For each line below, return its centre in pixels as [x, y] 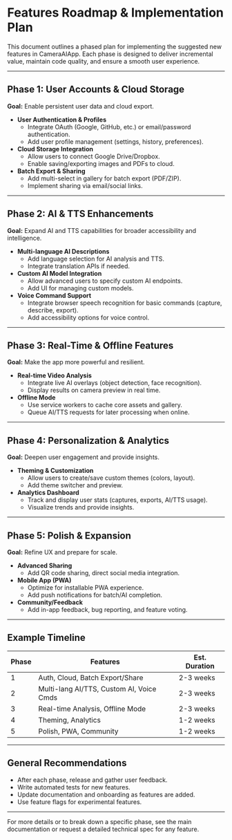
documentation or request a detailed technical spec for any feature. [103, 829]
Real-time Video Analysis [54, 375]
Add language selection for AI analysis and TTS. [96, 259]
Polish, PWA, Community [78, 731]
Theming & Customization [55, 471]
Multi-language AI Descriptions [63, 251]
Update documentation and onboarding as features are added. [106, 794]
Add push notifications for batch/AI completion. [95, 595]
